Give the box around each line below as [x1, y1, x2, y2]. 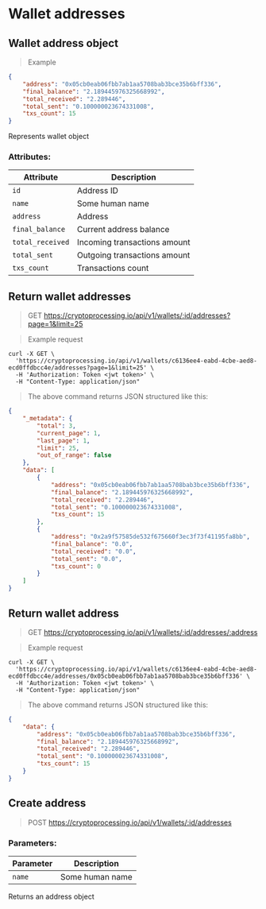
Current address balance [76, 224, 170, 235]
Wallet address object [8, 37, 119, 50]
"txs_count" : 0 [50, 562, 102, 571]
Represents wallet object [8, 132, 90, 141]
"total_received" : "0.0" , [50, 547, 137, 555]
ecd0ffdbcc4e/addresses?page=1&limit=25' [8, 364, 148, 372]
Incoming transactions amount [76, 237, 191, 248]
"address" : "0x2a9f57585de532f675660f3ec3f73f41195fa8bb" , [50, 533, 250, 541]
